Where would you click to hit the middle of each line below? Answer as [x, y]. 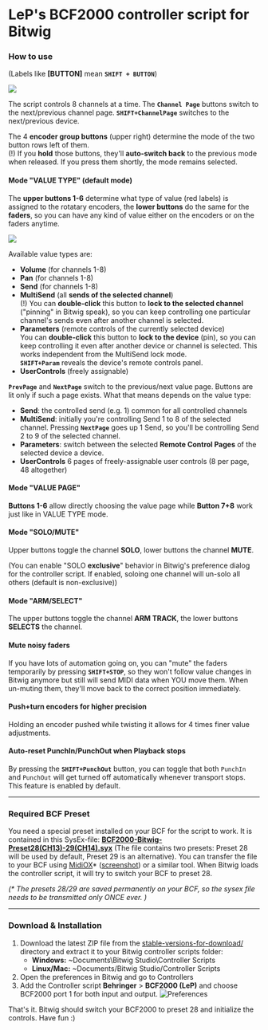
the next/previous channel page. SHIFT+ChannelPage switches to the [119, 112]
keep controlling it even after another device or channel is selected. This [138, 345]
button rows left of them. [49, 145]
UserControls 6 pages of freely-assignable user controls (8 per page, [134, 461]
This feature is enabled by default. [65, 785]
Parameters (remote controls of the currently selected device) [122, 328]
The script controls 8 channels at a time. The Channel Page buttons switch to [134, 104]
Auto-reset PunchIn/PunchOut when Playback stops [97, 751]
